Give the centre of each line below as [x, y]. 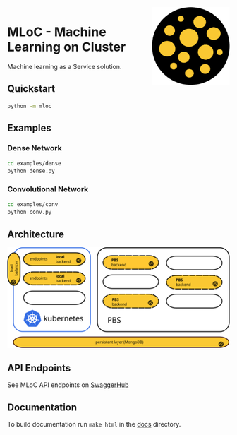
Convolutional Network [48, 189]
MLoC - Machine [57, 32]
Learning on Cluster [67, 47]
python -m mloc [30, 106]
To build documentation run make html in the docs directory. [94, 424]
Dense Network [35, 148]
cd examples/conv [33, 205]
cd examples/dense [34, 164]
